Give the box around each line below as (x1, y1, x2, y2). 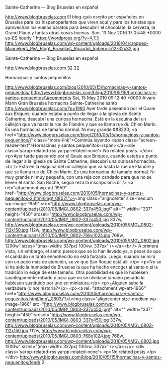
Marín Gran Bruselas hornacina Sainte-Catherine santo (5, 100, 118, 106)
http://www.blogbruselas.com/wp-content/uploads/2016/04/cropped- (5, 40, 149, 46)
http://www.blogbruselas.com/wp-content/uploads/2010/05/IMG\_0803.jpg (5, 338, 160, 344)
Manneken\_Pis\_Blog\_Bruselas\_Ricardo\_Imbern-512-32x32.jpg (5, 46, 139, 51)
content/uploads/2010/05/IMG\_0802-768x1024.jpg (5, 233, 111, 238)
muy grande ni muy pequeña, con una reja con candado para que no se (5, 174, 152, 180)
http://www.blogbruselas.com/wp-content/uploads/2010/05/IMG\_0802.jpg (5, 238, 160, 244)
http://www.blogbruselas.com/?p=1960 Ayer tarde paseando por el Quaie (5, 106, 156, 111)
